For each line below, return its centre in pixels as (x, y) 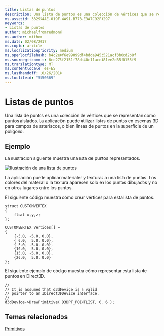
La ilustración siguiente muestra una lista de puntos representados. (73, 158)
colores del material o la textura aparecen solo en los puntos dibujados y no (81, 182)
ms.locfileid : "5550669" (30, 78)
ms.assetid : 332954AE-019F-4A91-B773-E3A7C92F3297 (58, 19)
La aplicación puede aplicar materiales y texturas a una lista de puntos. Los (81, 177)
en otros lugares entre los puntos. (39, 188)
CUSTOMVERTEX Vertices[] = (32, 227)
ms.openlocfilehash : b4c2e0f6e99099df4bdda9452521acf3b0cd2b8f (71, 55)
